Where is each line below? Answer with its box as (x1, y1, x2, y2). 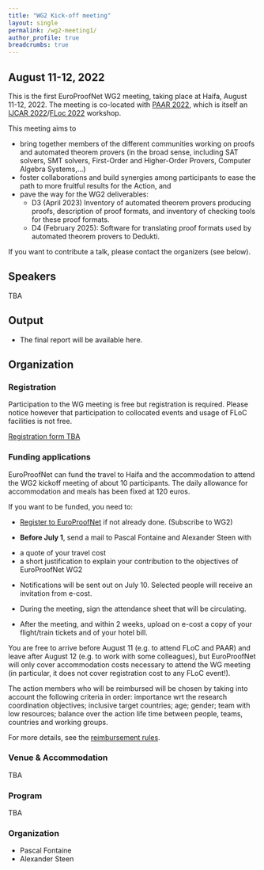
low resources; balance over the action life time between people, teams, (8, 708, 243, 718)
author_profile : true (8, 33, 80, 42)
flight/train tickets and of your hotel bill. (19, 628, 148, 637)
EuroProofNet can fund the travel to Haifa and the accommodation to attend (8, 469, 255, 479)
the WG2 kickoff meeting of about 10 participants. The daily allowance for (8, 478, 248, 487)
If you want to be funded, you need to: (8, 502, 133, 511)
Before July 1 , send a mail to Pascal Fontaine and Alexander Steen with (19, 532, 251, 542)
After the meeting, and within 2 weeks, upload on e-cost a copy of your (19, 619, 253, 628)
